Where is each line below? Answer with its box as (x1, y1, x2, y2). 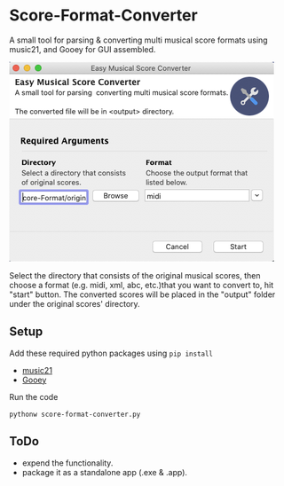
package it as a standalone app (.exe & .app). (21, 466, 188, 477)
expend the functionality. (21, 458, 114, 468)
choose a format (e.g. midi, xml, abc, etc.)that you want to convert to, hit (9, 279, 273, 290)
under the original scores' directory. (9, 298, 140, 309)
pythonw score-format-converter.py (9, 410, 141, 419)
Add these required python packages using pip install (9, 348, 214, 358)
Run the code (9, 391, 59, 402)
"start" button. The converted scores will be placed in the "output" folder (9, 289, 276, 300)
